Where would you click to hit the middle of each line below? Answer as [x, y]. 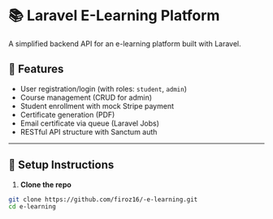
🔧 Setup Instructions [61, 165]
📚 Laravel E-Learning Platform [114, 16]
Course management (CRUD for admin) [86, 97]
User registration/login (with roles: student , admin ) [104, 88]
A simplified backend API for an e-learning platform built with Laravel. [125, 43]
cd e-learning [32, 207]
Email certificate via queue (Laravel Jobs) [90, 123]
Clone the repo [45, 184]
